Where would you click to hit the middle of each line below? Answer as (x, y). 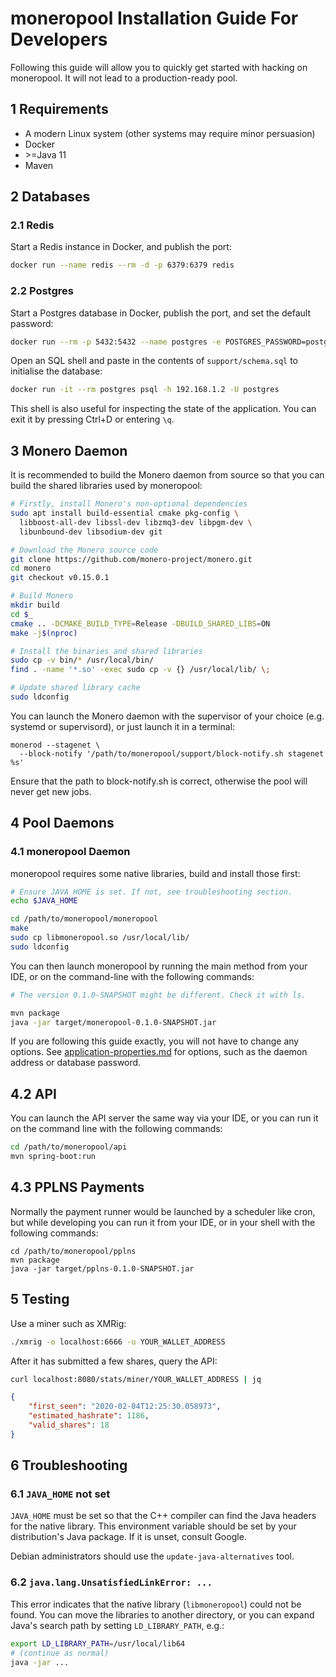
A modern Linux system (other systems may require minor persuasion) (170, 133)
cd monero (31, 568)
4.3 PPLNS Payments (77, 1187)
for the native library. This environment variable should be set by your (153, 1526)
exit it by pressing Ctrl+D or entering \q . (92, 419)
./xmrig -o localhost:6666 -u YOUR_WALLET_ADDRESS (118, 1342)
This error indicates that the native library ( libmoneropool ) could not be (156, 1604)
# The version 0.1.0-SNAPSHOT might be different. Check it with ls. (158, 995)
